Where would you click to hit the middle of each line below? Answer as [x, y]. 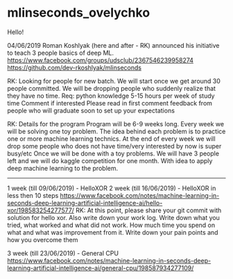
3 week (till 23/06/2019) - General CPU [63, 253]
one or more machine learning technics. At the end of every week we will [112, 138]
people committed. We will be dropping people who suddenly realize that [112, 88]
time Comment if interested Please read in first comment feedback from [110, 103]
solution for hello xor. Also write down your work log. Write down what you [113, 217]
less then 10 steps [33, 195]
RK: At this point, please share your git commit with [149, 210]
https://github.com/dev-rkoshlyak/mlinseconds [75, 67]
